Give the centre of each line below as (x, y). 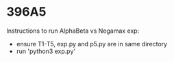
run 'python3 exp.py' (46, 51)
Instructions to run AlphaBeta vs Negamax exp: (73, 31)
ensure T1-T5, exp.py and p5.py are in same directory (92, 44)
